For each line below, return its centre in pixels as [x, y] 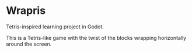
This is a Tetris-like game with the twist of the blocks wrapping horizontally [96, 38]
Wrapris [26, 11]
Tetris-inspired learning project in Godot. [55, 27]
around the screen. [29, 44]
